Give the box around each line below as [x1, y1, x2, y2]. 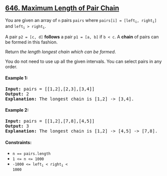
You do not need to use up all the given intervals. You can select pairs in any [5, 58, 162, 64]
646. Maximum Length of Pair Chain [5, 4, 120, 12]
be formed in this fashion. [5, 39, 58, 45]
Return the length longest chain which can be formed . [5, 48, 116, 54]
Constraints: [5, 139, 32, 145]
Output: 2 [5, 91, 29, 97]
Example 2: [5, 107, 29, 113]
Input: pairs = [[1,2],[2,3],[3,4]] [5, 86, 95, 92]
